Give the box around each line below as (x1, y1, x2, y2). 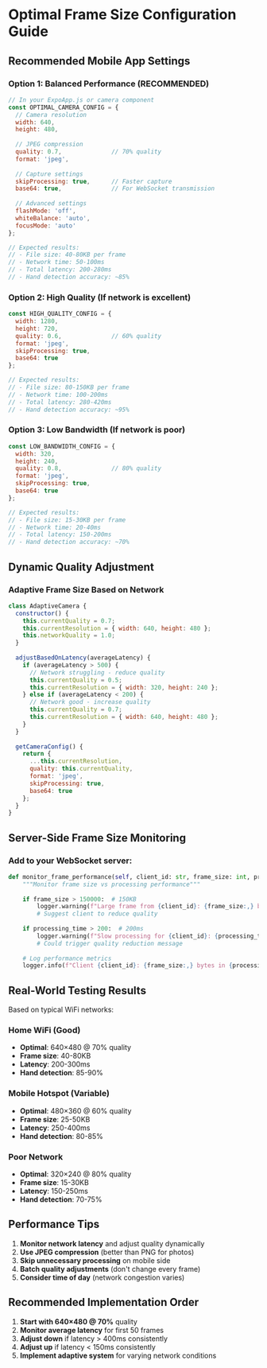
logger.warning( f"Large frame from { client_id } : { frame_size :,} (37, 903, 254, 911)
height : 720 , (15, 325, 59, 332)
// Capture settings (15, 169, 83, 178)
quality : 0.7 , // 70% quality (15, 148, 161, 156)
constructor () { (15, 609, 69, 617)
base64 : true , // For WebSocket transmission (15, 185, 215, 192)
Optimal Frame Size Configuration (8, 6, 237, 24)
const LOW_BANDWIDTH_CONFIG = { (8, 442, 115, 450)
